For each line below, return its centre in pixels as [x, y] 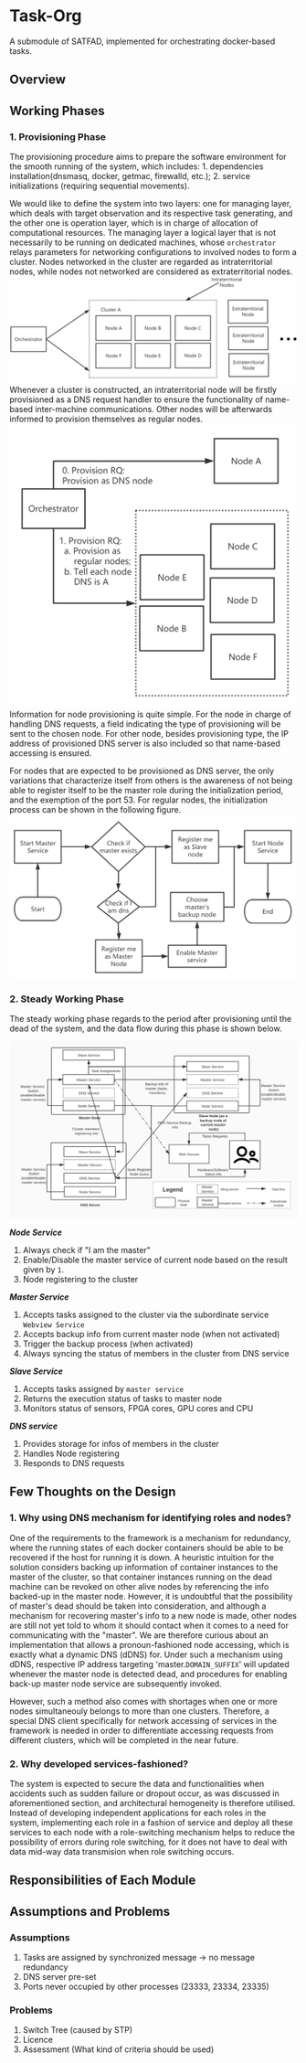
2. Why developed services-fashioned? [99, 1763]
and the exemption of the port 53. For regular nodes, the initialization [138, 800]
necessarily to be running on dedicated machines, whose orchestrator [143, 242]
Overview [38, 80]
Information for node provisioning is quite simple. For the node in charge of [151, 715]
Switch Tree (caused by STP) [78, 2030]
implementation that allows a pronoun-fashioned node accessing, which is [149, 1644]
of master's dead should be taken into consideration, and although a [138, 1606]
